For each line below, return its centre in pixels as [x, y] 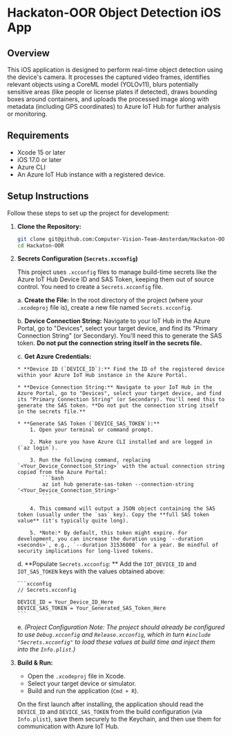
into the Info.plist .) [46, 649]
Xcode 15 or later [41, 152]
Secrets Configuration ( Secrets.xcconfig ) [77, 259]
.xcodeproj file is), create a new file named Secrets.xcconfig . [105, 308]
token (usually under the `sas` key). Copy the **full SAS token [113, 515]
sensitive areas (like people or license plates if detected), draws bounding [112, 92]
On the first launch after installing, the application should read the [110, 704]
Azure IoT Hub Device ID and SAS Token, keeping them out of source [115, 279]
